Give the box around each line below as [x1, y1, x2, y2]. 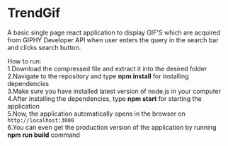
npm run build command [7, 130, 80, 139]
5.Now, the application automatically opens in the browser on [7, 109, 186, 118]
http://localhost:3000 [7, 116, 74, 124]
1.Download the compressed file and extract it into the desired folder [7, 64, 207, 73]
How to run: [7, 56, 42, 65]
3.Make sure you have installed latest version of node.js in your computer [7, 87, 222, 95]
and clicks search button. [7, 43, 81, 51]
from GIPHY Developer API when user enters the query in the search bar [7, 35, 219, 44]
